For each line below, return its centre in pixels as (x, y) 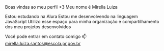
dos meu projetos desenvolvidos (38, 27)
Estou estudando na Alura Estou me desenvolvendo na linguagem (72, 16)
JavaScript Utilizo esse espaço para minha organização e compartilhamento (82, 22)
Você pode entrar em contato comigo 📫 (46, 36)
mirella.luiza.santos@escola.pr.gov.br (43, 43)
